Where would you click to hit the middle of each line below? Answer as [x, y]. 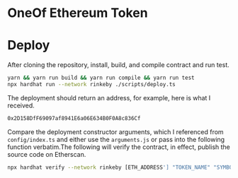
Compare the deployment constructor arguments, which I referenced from [116, 131]
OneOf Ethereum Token [78, 13]
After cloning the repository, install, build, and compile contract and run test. [119, 65]
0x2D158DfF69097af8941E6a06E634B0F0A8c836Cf [74, 118]
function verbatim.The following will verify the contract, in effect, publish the [119, 147]
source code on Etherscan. [47, 154]
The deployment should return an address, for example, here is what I [109, 97]
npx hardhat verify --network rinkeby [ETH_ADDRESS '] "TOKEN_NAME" [109, 167]
